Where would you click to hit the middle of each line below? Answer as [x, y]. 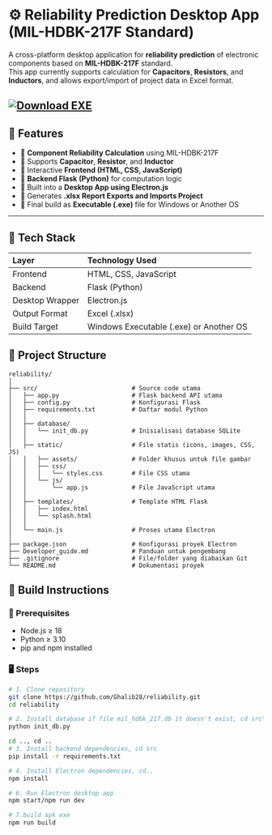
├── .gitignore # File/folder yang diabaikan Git [128, 558]
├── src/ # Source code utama [104, 388]
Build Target [36, 326]
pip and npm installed [56, 648]
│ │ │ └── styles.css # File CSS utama [99, 473]
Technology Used [122, 260]
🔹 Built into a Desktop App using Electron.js [94, 187]
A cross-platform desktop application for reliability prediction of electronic [134, 54]
